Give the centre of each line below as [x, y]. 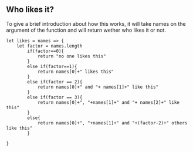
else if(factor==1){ [52, 66]
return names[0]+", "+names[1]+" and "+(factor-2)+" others [112, 123]
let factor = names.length [50, 46]
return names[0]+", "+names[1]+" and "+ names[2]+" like [109, 102]
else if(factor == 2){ [55, 82]
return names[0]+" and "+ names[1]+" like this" [98, 87]
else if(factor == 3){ [55, 97]
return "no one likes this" [72, 56]
